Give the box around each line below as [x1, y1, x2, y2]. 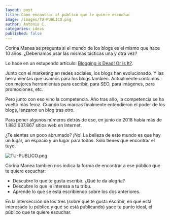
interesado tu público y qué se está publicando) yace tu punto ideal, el [5, 204, 153, 210]
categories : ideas [5, 26, 44, 32]
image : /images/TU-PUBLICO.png [5, 17, 72, 22]
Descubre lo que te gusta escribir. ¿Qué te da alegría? [12, 178, 125, 183]
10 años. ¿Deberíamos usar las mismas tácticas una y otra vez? [5, 50, 138, 56]
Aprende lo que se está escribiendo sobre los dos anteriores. [12, 188, 141, 195]
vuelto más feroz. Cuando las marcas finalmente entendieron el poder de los [5, 102, 165, 107]
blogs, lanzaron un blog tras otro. [5, 107, 75, 113]
